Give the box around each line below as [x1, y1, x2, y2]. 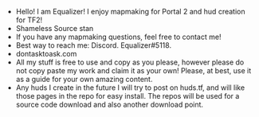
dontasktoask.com [15, 49, 77, 58]
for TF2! [15, 15, 43, 25]
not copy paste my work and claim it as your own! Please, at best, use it [15, 66, 252, 75]
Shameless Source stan [15, 24, 94, 33]
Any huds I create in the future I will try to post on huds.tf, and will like [15, 83, 245, 92]
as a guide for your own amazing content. [15, 75, 153, 84]
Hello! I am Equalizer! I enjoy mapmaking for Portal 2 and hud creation [15, 7, 245, 16]
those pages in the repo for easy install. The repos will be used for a [15, 92, 240, 100]
